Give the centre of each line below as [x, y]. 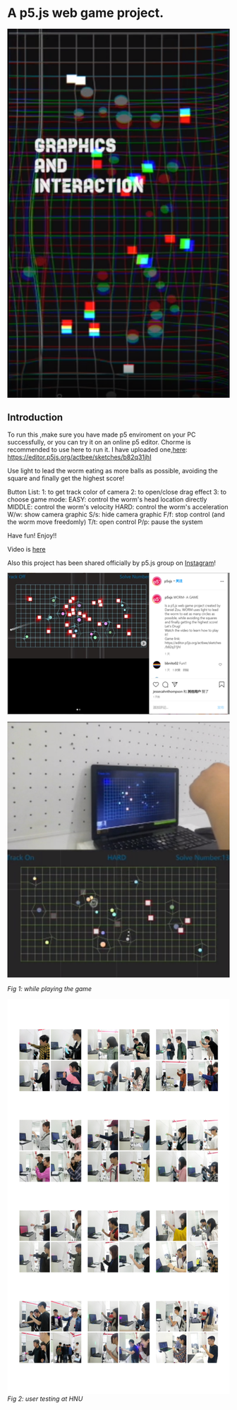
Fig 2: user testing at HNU [45, 1399]
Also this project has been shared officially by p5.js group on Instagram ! [112, 563]
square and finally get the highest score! [66, 478]
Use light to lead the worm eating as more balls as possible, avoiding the [113, 470]
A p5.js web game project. [86, 13]
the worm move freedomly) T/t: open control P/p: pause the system [105, 522]
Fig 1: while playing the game [50, 989]
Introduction [35, 418]
